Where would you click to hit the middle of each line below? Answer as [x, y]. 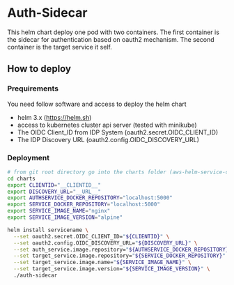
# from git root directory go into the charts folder [87, 172]
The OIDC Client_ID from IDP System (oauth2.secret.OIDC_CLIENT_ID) [118, 132]
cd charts [22, 178]
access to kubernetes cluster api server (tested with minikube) [107, 125]
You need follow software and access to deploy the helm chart [97, 104]
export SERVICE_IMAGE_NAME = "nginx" [59, 211]
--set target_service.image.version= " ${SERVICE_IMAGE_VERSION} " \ [112, 269]
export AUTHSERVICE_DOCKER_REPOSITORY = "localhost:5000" [90, 198]
